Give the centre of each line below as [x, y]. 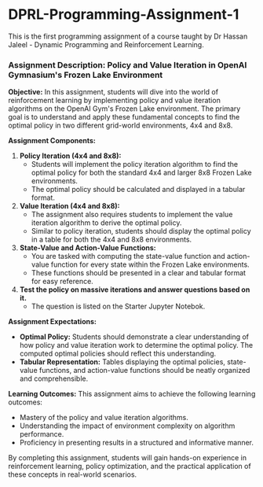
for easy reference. [62, 282]
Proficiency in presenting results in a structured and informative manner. [136, 443]
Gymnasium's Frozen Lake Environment [86, 75]
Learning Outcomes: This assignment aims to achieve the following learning [132, 394]
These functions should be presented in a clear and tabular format [138, 273]
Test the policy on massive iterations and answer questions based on [135, 290]
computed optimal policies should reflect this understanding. [118, 354]
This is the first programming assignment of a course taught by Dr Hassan [128, 36]
